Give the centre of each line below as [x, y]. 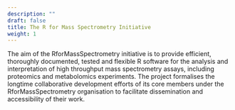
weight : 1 [22, 34]
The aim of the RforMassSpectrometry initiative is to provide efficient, [109, 54]
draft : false [27, 21]
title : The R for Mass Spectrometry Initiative [79, 27]
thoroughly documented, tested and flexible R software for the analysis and [118, 62]
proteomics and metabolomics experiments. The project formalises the [111, 77]
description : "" [31, 14]
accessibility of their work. [46, 99]
